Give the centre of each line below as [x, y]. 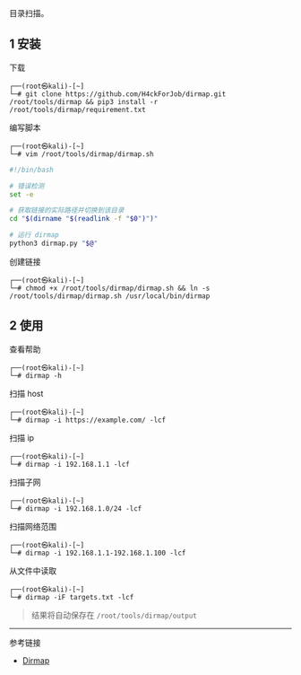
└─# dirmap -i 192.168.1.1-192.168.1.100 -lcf [98, 553]
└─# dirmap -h [36, 375]
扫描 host [26, 393]
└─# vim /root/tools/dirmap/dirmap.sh [82, 154]
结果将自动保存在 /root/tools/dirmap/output [114, 615]
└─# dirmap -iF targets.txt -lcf [72, 597]
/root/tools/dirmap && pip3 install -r [84, 101]
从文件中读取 [33, 570]
